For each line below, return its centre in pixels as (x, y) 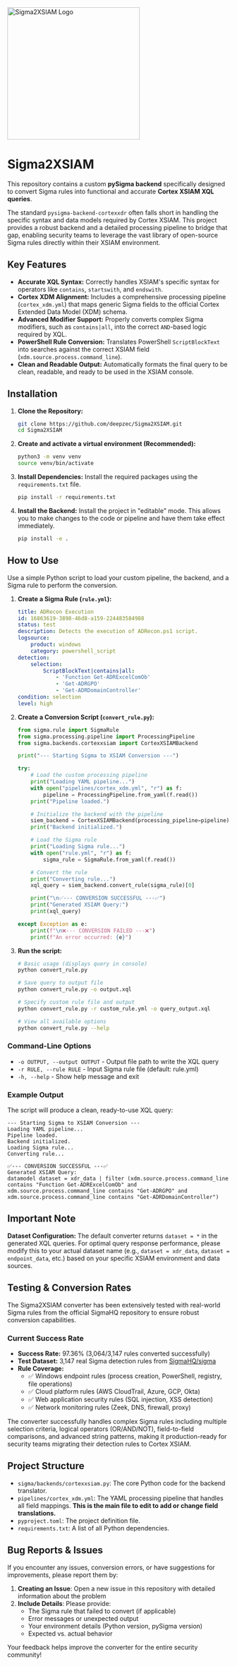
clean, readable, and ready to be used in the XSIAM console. (105, 372)
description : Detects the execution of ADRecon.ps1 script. (108, 632)
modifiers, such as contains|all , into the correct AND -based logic (112, 327)
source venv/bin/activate (55, 464)
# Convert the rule (59, 872)
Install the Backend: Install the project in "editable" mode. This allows (119, 510)
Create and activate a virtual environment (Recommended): (107, 444)
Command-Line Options (49, 1046)
